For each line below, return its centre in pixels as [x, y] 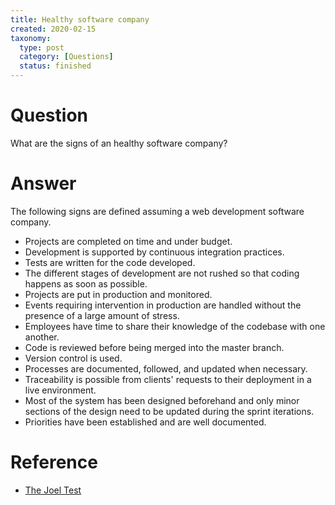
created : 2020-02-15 [53, 29]
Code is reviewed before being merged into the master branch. [154, 347]
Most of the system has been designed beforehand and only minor [162, 400]
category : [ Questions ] [66, 57]
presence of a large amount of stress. [102, 315]
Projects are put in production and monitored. [118, 294]
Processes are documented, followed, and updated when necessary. [166, 368]
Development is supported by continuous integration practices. [154, 252]
